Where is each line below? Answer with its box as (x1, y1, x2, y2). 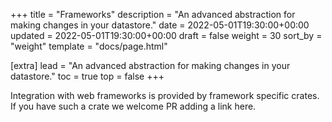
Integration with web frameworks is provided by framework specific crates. (10, 90, 320, 101)
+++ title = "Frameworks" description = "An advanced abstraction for (10, 9, 296, 20)
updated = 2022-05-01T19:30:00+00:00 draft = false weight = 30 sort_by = (10, 30, 323, 41)
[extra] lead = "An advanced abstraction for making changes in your (10, 60, 291, 71)
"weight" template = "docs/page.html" (10, 40, 168, 52)
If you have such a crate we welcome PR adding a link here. (10, 100, 257, 112)
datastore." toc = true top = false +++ (10, 70, 165, 82)
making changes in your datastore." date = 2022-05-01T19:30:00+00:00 (10, 19, 310, 31)
